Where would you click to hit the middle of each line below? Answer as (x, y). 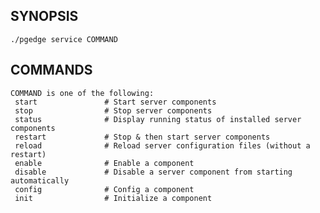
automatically (40, 180)
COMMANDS (51, 70)
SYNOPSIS (44, 16)
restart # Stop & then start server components (142, 137)
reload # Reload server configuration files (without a (162, 145)
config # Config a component (104, 189)
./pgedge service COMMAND (64, 39)
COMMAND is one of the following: (82, 93)
